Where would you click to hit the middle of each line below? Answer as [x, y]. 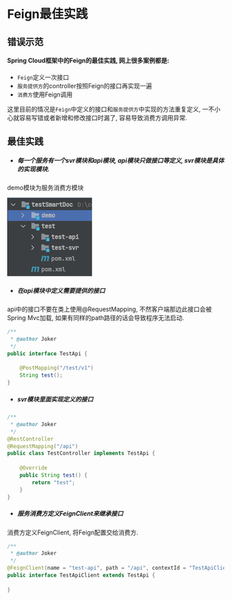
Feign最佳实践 [48, 14]
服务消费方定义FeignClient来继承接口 [70, 514]
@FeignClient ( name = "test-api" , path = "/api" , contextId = [97, 568]
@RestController [30, 439]
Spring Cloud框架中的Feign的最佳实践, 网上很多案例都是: [88, 61]
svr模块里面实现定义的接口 [55, 399]
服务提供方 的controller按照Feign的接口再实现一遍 [85, 86]
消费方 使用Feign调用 [45, 94]
